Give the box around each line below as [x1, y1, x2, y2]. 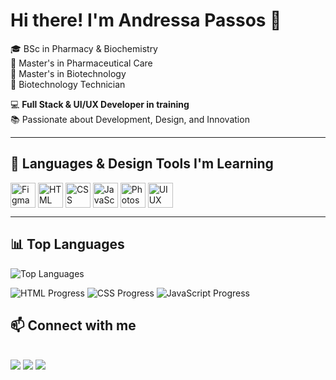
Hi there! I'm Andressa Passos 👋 [10, 9, 282, 32]
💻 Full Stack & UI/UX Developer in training [10, 98, 190, 110]
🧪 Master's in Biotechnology [10, 67, 127, 79]
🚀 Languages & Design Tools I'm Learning [10, 155, 274, 173]
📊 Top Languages [10, 236, 125, 253]
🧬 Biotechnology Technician [10, 78, 126, 90]
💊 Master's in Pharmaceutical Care [10, 57, 153, 69]
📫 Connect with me [10, 317, 137, 334]
